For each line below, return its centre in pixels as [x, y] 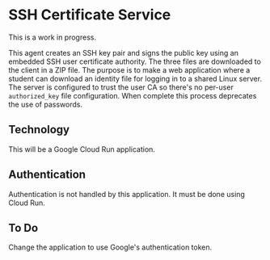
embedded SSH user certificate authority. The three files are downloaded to [135, 61]
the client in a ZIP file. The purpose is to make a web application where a [129, 69]
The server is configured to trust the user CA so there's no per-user [121, 87]
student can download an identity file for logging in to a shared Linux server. [135, 78]
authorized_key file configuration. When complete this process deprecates [133, 95]
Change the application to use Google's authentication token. [110, 247]
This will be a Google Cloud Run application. [82, 149]
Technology [39, 130]
